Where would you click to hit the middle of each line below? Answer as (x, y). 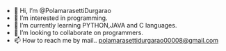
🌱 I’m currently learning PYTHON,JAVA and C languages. (95, 25)
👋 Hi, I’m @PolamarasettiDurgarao (62, 11)
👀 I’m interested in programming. (60, 18)
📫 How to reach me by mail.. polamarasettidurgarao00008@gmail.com (116, 40)
